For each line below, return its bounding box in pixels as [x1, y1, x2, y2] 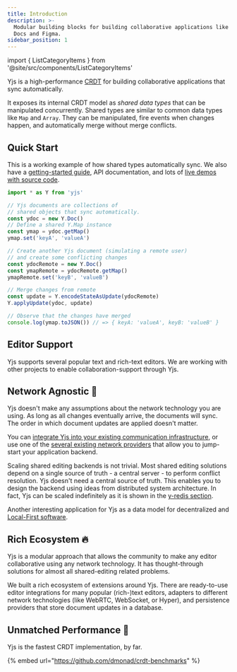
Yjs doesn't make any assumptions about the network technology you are [7, 404, 221, 412]
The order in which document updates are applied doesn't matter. [7, 419, 199, 428]
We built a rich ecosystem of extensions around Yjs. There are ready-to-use [7, 581, 229, 589]
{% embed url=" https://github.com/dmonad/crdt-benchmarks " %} [7, 656, 200, 665]
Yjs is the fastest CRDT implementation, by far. [7, 643, 142, 651]
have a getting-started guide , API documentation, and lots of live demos [7, 168, 217, 176]
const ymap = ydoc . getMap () [7, 228, 90, 236]
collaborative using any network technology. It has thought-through [7, 560, 203, 568]
